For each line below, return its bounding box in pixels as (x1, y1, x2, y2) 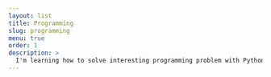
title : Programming (8, 19, 74, 27)
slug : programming (8, 26, 70, 34)
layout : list (8, 11, 52, 20)
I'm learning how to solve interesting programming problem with (15, 57, 240, 65)
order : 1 (8, 42, 38, 50)
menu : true (8, 34, 45, 43)
